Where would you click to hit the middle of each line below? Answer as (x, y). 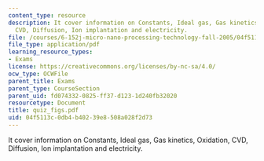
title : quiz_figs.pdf (44, 111)
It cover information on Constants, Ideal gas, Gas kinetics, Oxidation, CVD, (128, 140)
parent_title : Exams (42, 81)
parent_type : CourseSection (54, 88)
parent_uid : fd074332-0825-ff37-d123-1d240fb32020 (93, 96)
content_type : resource (47, 15)
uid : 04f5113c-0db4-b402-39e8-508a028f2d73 (81, 118)
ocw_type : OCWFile (38, 74)
